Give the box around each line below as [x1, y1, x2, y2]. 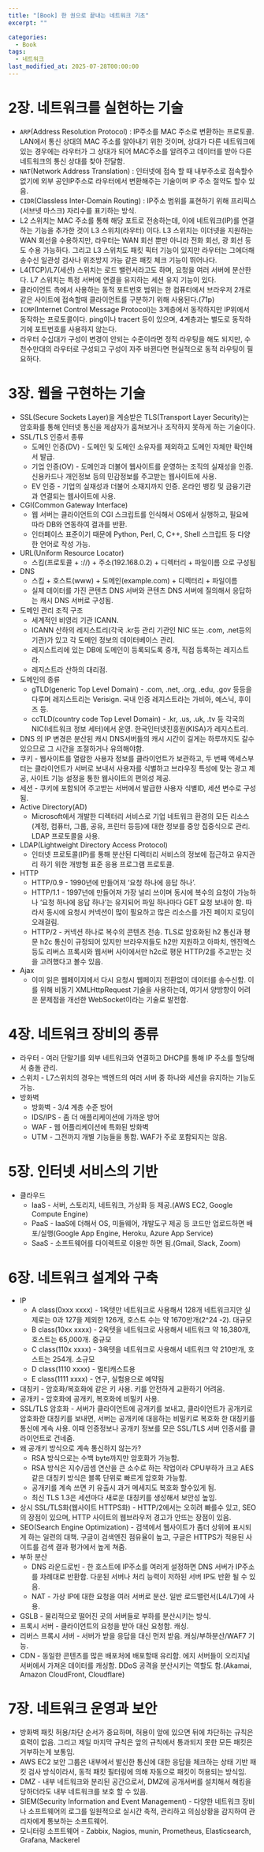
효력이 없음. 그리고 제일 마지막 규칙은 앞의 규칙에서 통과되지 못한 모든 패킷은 [19, 1737, 254, 1747]
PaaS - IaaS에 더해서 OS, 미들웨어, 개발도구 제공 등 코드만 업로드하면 [31, 1218, 245, 1228]
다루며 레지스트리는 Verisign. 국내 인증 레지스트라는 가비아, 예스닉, [31, 694, 236, 703]
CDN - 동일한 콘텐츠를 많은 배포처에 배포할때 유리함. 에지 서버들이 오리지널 [19, 1650, 251, 1660]
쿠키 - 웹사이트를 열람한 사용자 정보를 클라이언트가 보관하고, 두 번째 [19, 753, 227, 763]
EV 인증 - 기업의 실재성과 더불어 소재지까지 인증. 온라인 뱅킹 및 [31, 481, 225, 491]
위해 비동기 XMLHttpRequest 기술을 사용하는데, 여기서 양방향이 [39, 985, 236, 994]
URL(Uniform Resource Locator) [19, 548, 125, 557]
